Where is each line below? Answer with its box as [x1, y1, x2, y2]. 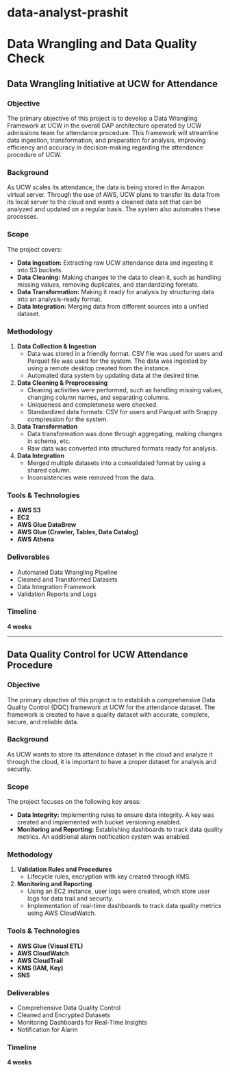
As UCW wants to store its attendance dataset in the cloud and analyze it [7, 750, 213, 759]
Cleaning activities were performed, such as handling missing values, [27, 385, 223, 394]
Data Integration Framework [16, 582, 97, 591]
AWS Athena [16, 535, 55, 543]
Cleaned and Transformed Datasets [16, 575, 118, 584]
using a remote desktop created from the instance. [27, 364, 170, 372]
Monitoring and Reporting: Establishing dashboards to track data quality [16, 825, 223, 834]
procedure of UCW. [7, 151, 62, 159]
